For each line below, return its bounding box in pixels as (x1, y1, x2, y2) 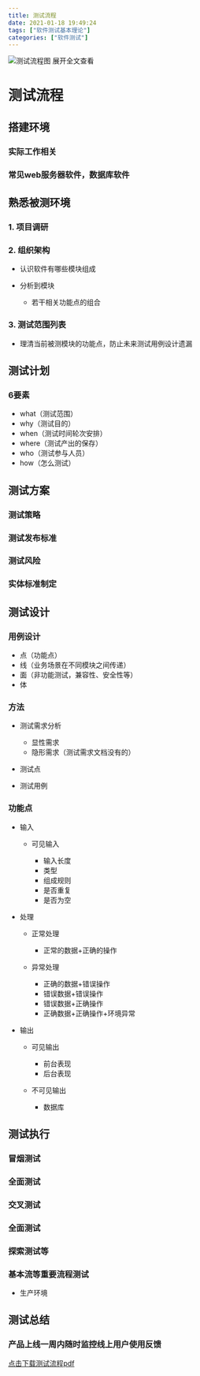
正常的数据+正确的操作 (43, 945, 117, 955)
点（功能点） (19, 651, 61, 660)
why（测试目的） (19, 419, 76, 428)
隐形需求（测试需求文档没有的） (31, 748, 135, 757)
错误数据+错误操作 (43, 989, 104, 998)
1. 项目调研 (8, 222, 49, 233)
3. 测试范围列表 (8, 319, 67, 330)
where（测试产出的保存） (19, 438, 102, 448)
